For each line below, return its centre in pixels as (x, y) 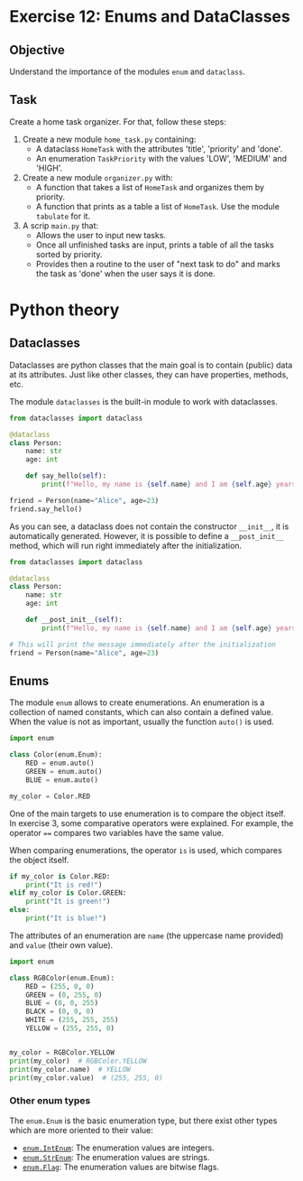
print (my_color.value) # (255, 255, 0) (87, 1078)
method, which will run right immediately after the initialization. (126, 545)
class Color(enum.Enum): (56, 755)
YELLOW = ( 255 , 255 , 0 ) (70, 1028)
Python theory (64, 310)
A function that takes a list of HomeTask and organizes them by (150, 187)
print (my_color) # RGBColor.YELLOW (78, 1061)
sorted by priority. (69, 254)
